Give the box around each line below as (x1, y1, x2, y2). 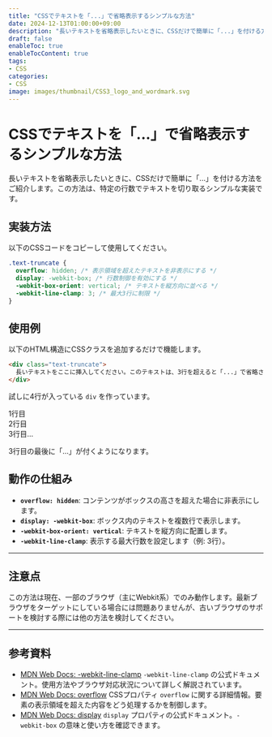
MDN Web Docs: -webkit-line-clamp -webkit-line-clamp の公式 (19, 670, 232, 679)
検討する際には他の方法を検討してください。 (29, 613, 179, 623)
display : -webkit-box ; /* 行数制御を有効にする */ (15, 274, 178, 282)
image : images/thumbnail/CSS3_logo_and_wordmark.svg (8, 87, 190, 96)
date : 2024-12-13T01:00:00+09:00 (8, 19, 121, 28)
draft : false (8, 34, 53, 43)
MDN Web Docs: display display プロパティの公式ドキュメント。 (19, 710, 237, 720)
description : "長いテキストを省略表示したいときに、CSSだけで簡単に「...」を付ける (8, 27, 261, 35)
